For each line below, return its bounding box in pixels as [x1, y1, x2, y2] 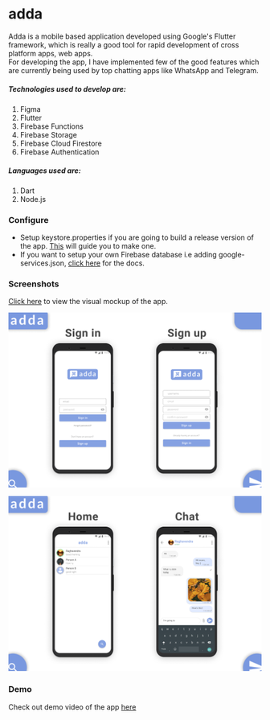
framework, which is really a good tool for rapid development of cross [8, 39, 239, 49]
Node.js [19, 194, 47, 204]
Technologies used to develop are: [8, 84, 126, 93]
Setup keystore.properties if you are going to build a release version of [19, 232, 255, 242]
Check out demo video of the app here [8, 701, 137, 712]
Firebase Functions [19, 121, 84, 131]
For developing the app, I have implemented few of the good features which [8, 57, 260, 67]
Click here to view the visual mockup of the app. [8, 297, 169, 307]
